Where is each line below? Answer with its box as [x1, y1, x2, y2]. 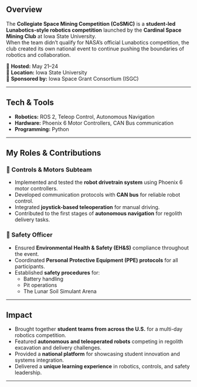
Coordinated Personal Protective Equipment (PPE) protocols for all [14, 256, 178, 263]
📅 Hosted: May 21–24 [6, 63, 59, 70]
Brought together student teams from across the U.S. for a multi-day [14, 326, 183, 333]
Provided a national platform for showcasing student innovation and [14, 351, 181, 358]
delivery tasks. [14, 216, 50, 223]
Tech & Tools [6, 98, 54, 108]
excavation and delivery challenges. [14, 344, 101, 351]
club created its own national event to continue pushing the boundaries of [6, 45, 185, 52]
